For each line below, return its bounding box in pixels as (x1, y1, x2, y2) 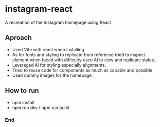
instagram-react (5, 3, 73, 15)
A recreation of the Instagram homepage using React (5, 19, 111, 25)
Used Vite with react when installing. (12, 46, 86, 52)
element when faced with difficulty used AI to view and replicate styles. (12, 57, 156, 63)
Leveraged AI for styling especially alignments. (12, 62, 106, 68)
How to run (5, 87, 39, 95)
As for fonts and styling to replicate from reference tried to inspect (12, 52, 145, 57)
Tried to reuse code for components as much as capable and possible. (12, 67, 154, 73)
